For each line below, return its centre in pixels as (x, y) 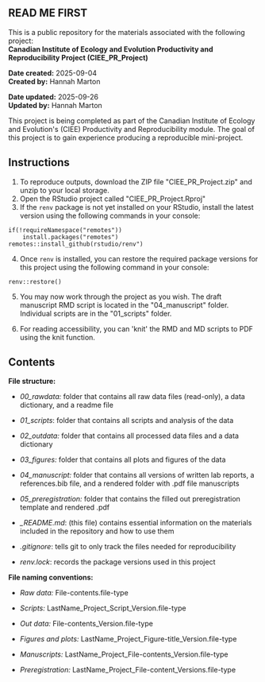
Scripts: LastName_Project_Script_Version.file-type (103, 608)
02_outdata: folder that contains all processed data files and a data (129, 436)
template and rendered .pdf (64, 507)
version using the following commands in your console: (110, 215)
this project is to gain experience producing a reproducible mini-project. (126, 138)
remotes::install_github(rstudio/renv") (76, 244)
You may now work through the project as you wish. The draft (121, 296)
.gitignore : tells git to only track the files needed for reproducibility (128, 547)
